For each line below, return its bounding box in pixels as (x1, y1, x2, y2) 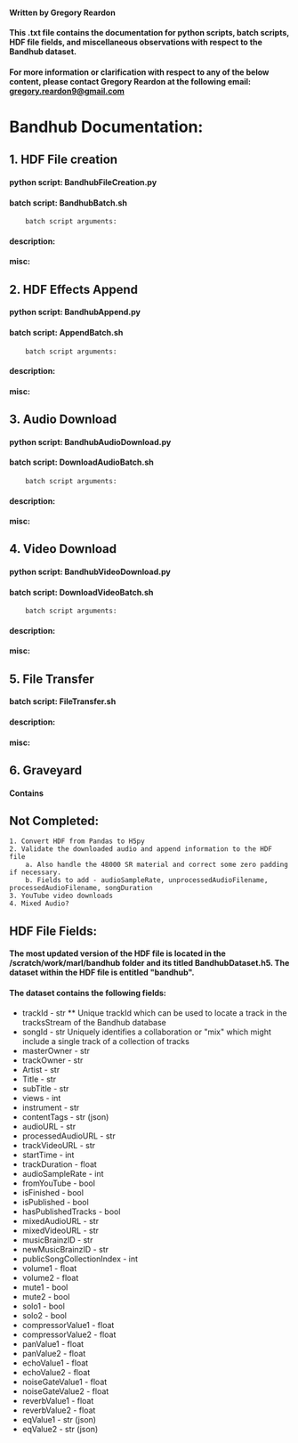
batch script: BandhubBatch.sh (9, 197, 127, 208)
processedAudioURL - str (21, 1131, 116, 1141)
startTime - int (21, 1149, 75, 1160)
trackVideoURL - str (21, 1139, 96, 1150)
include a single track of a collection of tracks (21, 1035, 189, 1046)
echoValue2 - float (21, 1366, 91, 1377)
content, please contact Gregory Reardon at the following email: (9, 76, 252, 86)
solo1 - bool (21, 1301, 65, 1311)
